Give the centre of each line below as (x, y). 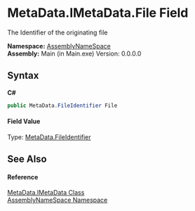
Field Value (24, 122)
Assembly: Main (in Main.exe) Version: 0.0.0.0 (74, 53)
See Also (27, 159)
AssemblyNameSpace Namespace (58, 200)
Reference (23, 177)
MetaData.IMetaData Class (46, 193)
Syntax (23, 76)
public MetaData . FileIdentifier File (62, 105)
